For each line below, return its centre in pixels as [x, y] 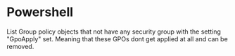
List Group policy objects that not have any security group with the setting [114, 31]
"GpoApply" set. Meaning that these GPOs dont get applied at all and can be [117, 38]
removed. [20, 46]
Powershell [40, 12]
